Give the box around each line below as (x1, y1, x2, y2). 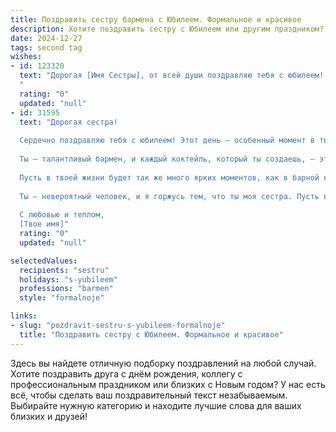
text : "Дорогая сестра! (19, 117, 118, 127)
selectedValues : (10, 256, 78, 266)
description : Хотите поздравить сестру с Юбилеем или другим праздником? (10, 24, 325, 34)
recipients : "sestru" (19, 265, 110, 275)
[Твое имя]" (19, 219, 70, 230)
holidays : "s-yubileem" (19, 274, 118, 285)
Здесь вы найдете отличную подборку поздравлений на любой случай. (10, 357, 317, 369)
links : (10, 311, 38, 321)
